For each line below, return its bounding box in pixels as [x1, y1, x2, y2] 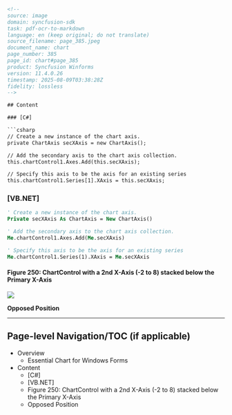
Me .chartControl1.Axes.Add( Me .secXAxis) [7, 235, 126, 242]
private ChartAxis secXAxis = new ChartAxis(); [7, 139, 147, 146]
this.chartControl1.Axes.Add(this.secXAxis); [7, 158, 140, 165]
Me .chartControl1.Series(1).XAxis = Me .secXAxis [7, 253, 150, 260]
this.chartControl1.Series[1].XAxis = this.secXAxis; [7, 177, 166, 184]
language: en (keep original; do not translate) [7, 31, 150, 39]
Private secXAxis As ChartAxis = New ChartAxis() [7, 215, 153, 223]
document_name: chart [7, 44, 70, 51]
